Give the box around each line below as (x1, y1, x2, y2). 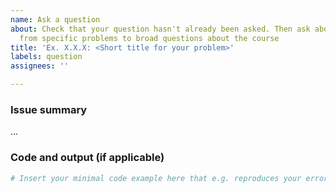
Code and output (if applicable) (10, 151, 165, 165)
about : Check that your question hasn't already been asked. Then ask (10, 24, 311, 34)
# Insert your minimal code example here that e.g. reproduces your (10, 173, 302, 183)
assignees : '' (10, 61, 70, 71)
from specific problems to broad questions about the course (19, 33, 280, 43)
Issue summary (10, 102, 88, 116)
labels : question (10, 52, 83, 62)
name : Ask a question (10, 14, 101, 25)
